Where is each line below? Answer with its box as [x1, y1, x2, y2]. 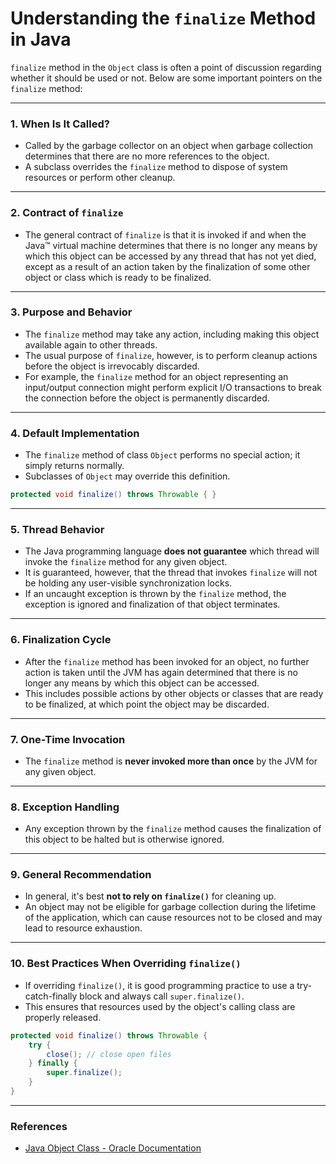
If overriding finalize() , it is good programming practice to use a [24, 979, 295, 991]
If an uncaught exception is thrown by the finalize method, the [24, 588, 287, 600]
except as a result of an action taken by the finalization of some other [24, 260, 311, 272]
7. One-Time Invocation [10, 732, 126, 746]
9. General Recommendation [10, 868, 152, 882]
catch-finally [24, 990, 78, 1002]
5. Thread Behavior [10, 522, 105, 536]
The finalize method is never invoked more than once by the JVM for [24, 755, 318, 767]
